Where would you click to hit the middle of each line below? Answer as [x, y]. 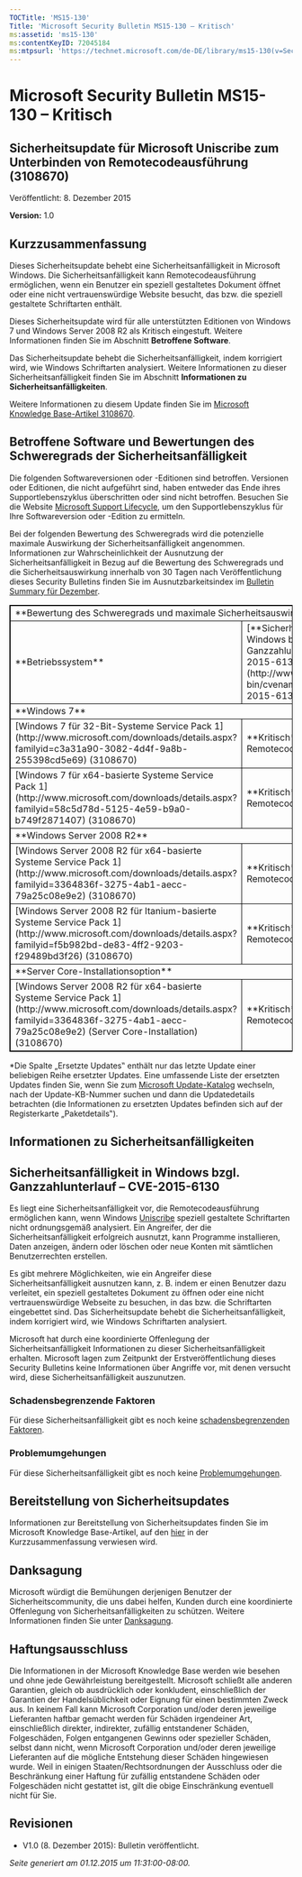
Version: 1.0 [32, 215]
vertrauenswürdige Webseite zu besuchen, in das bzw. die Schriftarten [141, 1302]
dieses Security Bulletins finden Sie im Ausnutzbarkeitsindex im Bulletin [142, 581]
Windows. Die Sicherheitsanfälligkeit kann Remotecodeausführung [133, 275]
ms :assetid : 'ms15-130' [54, 34]
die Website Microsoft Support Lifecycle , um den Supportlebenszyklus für [146, 507]
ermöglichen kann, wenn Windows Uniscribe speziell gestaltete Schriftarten [150, 1217]
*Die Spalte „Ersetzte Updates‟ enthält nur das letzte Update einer [133, 1066]
